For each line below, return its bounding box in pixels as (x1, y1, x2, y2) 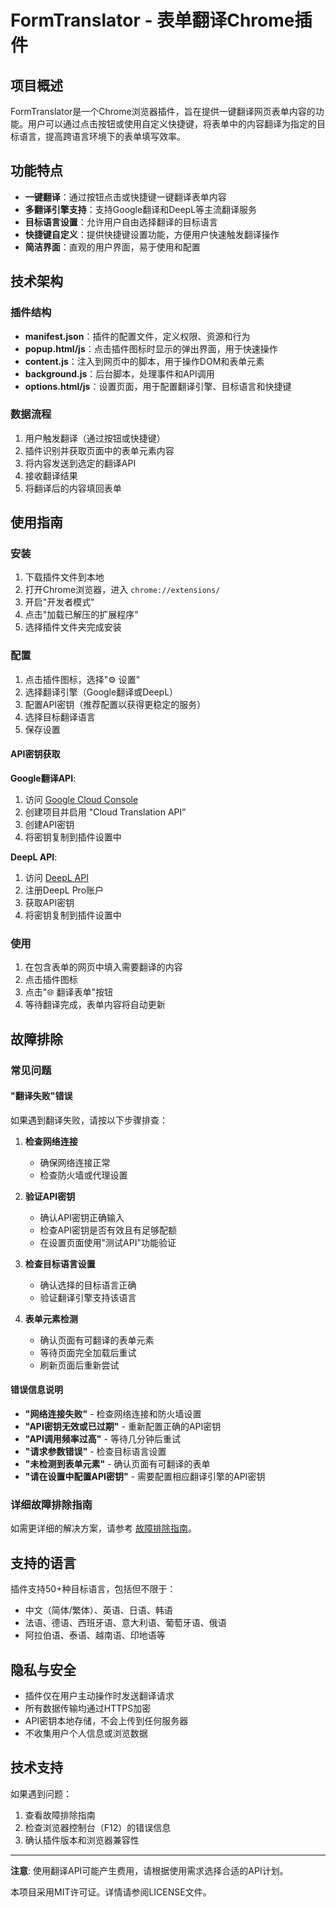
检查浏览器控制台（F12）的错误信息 (24, 1821, 172, 1833)
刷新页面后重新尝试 (39, 1359, 120, 1371)
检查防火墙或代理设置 (39, 1169, 128, 1181)
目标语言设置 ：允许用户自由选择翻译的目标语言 (24, 216, 218, 228)
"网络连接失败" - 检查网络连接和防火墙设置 (24, 1408, 202, 1420)
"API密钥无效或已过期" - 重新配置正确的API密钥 (24, 1421, 222, 1432)
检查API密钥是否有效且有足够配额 (39, 1224, 177, 1236)
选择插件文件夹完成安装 (24, 621, 122, 633)
